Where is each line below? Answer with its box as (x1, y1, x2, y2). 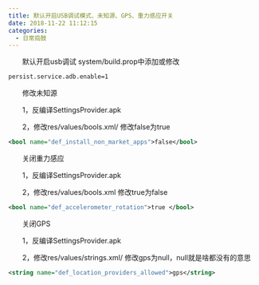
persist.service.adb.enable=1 (8, 73, 109, 81)
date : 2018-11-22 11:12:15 (8, 19, 98, 27)
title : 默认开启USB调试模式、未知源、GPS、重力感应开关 (8, 11, 174, 20)
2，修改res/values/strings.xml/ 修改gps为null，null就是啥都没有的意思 (22, 252, 251, 262)
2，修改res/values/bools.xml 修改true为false (22, 188, 168, 196)
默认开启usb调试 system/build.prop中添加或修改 (22, 57, 180, 66)
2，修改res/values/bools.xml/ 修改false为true (22, 122, 171, 132)
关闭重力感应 (22, 153, 65, 163)
